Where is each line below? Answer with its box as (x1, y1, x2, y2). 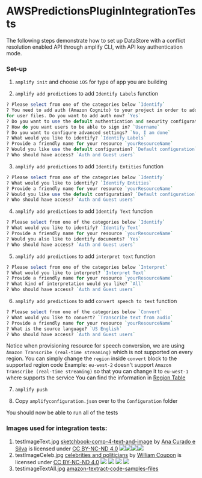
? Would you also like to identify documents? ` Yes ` (6, 236, 141, 242)
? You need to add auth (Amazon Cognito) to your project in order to (6, 107, 187, 114)
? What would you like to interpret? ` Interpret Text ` (6, 269, 147, 276)
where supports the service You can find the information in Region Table (6, 374, 186, 381)
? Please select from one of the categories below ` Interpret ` (6, 264, 168, 270)
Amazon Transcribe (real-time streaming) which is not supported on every (6, 349, 193, 356)
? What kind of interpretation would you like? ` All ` (6, 281, 144, 287)
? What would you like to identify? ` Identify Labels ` (6, 135, 147, 141)
